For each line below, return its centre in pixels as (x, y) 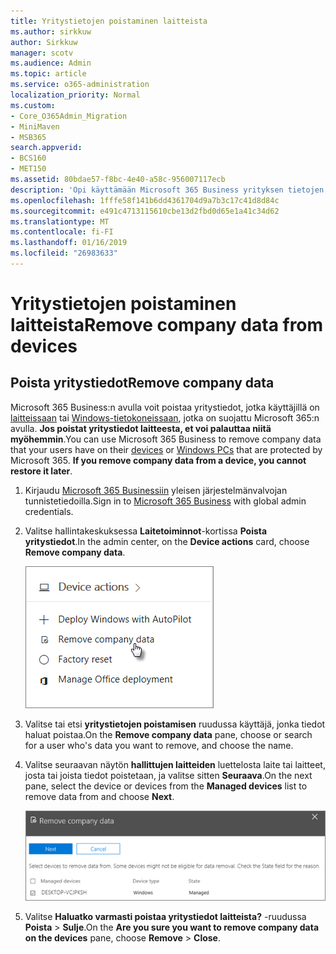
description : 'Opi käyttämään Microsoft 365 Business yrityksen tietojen (167, 190)
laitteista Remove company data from (167, 325)
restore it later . (41, 471)
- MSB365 (28, 137)
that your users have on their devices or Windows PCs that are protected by (166, 449)
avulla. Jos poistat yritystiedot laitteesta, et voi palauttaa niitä (141, 428)
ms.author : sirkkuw (51, 31)
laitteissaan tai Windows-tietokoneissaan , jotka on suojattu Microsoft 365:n (165, 417)
